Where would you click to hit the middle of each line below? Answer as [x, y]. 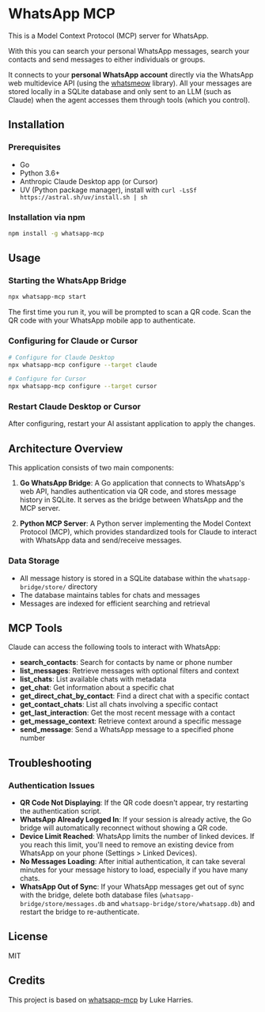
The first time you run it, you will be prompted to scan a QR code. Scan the [130, 312]
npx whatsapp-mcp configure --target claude [83, 364]
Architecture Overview [66, 449]
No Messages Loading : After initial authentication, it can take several [132, 862]
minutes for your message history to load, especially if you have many [134, 870]
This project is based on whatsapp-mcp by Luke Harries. [101, 999]
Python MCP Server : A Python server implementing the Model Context [135, 523]
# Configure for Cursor [47, 379]
